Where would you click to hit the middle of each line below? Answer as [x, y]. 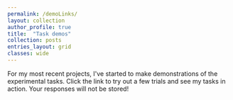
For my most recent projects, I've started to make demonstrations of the [113, 73]
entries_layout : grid [39, 47]
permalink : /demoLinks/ [43, 14]
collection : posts [34, 40]
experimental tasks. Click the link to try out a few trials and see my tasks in [116, 81]
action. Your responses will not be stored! [68, 89]
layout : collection [36, 21]
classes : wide [28, 54]
